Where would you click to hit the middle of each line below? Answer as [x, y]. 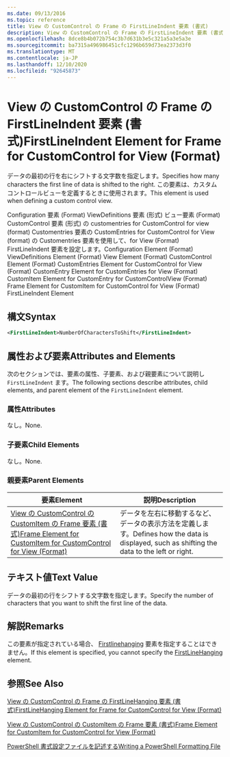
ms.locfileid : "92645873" [44, 71]
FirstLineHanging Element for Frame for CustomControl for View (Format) [118, 710]
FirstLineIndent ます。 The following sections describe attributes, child [107, 382]
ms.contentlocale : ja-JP [42, 58]
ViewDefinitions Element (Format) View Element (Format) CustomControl [110, 257]
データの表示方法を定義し [161, 523]
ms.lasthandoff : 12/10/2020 [47, 64]
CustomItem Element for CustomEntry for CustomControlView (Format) [107, 279]
